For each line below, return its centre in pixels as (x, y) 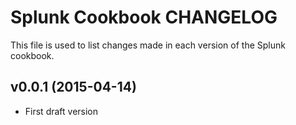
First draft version (61, 111)
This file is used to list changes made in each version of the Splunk (148, 45)
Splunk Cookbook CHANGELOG (144, 17)
